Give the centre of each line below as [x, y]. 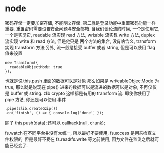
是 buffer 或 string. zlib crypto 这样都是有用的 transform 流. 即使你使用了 [78, 93]
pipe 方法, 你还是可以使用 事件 [35, 99]
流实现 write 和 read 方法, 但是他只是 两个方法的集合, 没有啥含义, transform [81, 41]
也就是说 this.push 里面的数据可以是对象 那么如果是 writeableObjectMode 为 [82, 81]
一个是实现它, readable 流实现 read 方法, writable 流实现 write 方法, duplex [80, 35]
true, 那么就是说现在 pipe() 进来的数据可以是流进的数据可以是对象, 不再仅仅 [81, 87]
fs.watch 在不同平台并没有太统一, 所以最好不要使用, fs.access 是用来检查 [79, 133]
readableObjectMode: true [36, 67]
